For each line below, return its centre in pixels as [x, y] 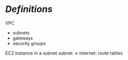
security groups [29, 43]
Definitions [29, 9]
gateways [23, 38]
